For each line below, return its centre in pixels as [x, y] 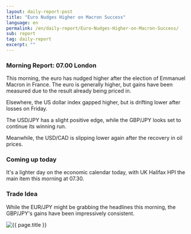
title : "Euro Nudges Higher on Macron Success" [66, 17]
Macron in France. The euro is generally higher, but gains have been [90, 85]
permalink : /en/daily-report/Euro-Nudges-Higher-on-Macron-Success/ [93, 28]
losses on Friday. [27, 109]
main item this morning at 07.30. [45, 179]
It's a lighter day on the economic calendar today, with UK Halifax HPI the [96, 172]
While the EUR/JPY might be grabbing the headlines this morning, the [91, 207]
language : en [22, 23]
